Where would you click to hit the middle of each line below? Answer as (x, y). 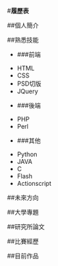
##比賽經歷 (23, 241)
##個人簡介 (23, 25)
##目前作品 (23, 256)
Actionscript (34, 183)
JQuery (28, 91)
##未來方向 (23, 197)
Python (27, 154)
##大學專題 (23, 212)
